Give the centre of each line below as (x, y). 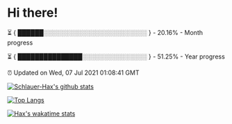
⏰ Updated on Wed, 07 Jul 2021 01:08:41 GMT (73, 72)
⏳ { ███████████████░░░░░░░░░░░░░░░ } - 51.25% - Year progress (116, 56)
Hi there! (33, 13)
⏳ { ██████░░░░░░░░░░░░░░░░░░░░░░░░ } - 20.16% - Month (105, 32)
